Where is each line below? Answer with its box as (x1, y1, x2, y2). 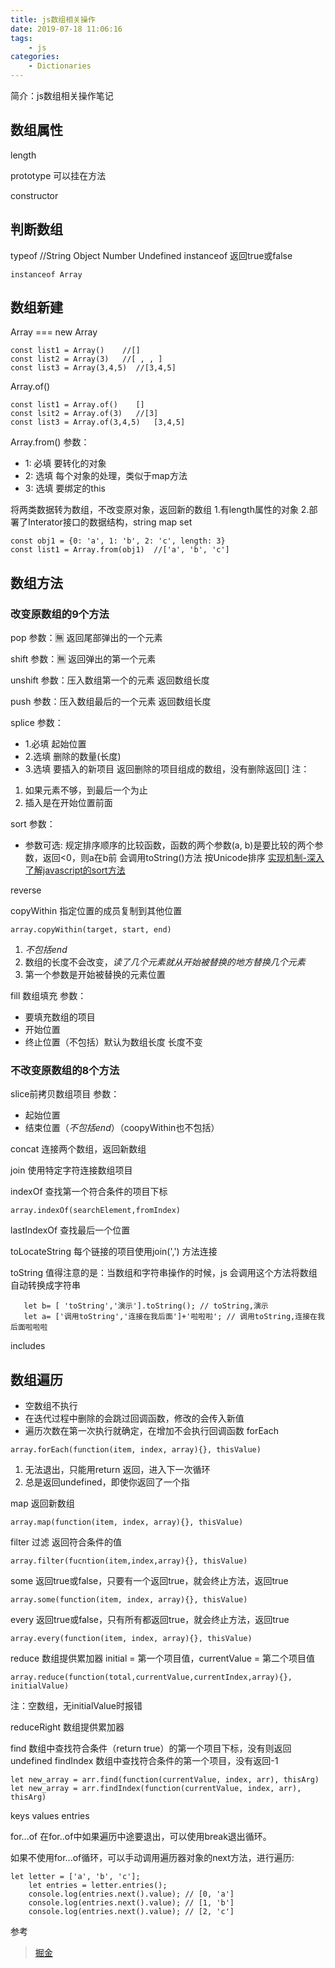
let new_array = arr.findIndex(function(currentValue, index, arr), (10, 1784, 302, 1794)
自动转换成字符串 (10, 1279, 81, 1291)
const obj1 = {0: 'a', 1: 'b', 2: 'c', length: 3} (10, 536, 226, 546)
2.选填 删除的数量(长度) (24, 751, 122, 763)
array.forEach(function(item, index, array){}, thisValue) (10, 1445, 262, 1455)
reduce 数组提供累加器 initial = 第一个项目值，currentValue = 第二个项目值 (10, 1652, 315, 1665)
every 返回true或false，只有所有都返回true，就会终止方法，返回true (10, 1614, 290, 1626)
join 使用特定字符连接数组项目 (10, 1164, 133, 1176)
